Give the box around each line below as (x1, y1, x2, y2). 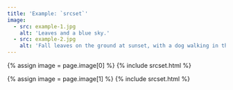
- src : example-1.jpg (13, 23, 76, 30)
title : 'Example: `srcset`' (7, 10, 89, 17)
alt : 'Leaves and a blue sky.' (19, 29, 110, 37)
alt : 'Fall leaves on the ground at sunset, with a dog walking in (19, 42, 218, 49)
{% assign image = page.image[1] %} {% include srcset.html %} (7, 75, 191, 83)
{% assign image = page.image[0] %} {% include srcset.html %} (7, 62, 192, 69)
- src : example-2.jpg (13, 36, 76, 43)
